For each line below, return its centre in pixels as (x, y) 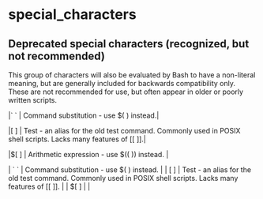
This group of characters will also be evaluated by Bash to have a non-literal (132, 75)
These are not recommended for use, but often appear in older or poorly (126, 92)
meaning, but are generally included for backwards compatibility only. (122, 83)
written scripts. (33, 100)
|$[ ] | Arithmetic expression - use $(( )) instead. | (88, 154)
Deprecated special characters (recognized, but (129, 44)
